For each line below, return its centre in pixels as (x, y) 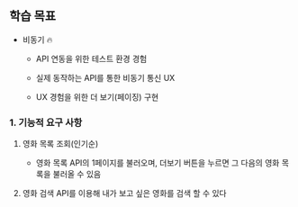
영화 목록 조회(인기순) (60, 144)
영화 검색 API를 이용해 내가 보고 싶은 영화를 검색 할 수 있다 (124, 193)
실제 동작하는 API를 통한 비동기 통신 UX (105, 77)
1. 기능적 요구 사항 (46, 122)
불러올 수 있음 (77, 175)
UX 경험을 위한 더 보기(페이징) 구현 (97, 96)
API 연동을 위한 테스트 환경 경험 (91, 58)
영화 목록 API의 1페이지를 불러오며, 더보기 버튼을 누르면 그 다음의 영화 (158, 163)
